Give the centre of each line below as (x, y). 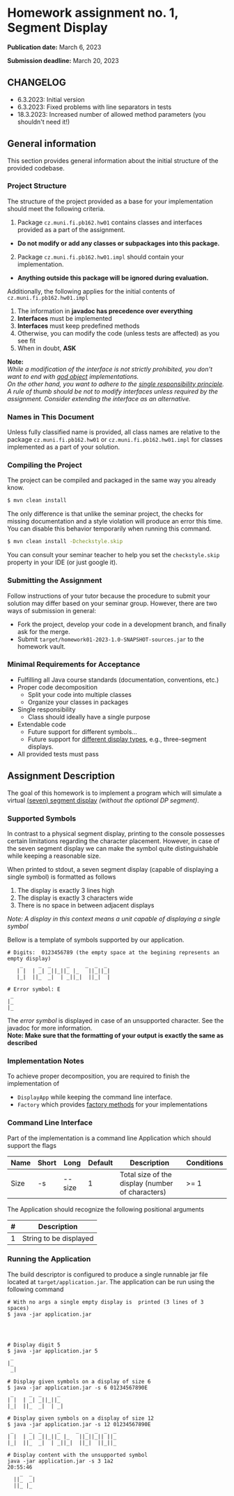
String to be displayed (58, 1238)
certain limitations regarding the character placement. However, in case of (114, 841)
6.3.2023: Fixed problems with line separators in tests (94, 107)
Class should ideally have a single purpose (89, 717)
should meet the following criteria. (56, 208)
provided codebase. (36, 168)
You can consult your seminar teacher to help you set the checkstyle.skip (114, 555)
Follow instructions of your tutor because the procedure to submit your (109, 596)
